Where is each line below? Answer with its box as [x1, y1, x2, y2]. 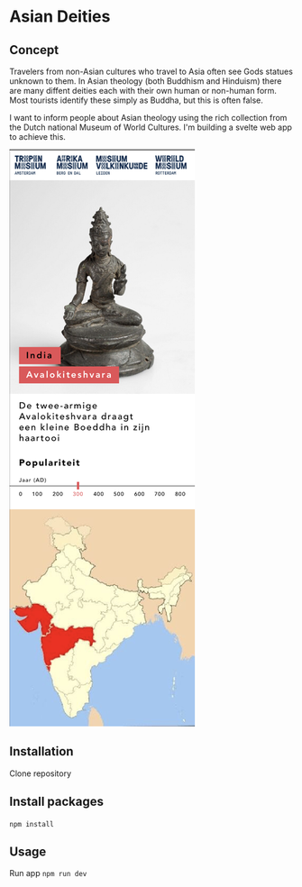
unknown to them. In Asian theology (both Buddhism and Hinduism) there [9, 76, 282, 87]
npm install [9, 819, 54, 828]
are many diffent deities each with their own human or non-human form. [9, 86, 278, 96]
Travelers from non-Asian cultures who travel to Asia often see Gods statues [9, 66, 293, 77]
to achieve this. [9, 132, 66, 142]
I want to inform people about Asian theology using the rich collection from [9, 113, 288, 123]
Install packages [9, 794, 104, 809]
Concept [9, 42, 59, 58]
